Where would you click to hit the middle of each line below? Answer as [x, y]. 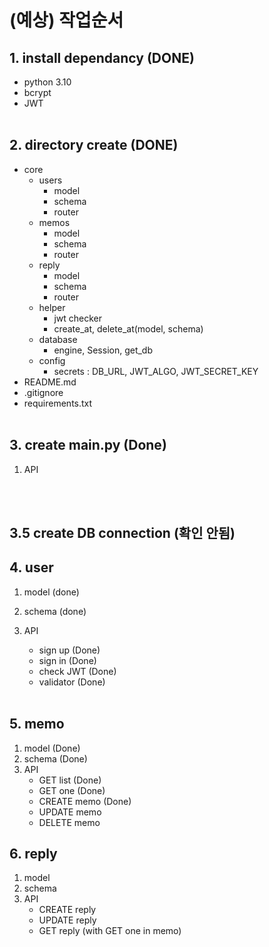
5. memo [37, 724]
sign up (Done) [69, 650]
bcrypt [37, 92]
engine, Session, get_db [103, 350]
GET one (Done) [72, 790]
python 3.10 [47, 82]
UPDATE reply [67, 920]
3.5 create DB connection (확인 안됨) [122, 533]
